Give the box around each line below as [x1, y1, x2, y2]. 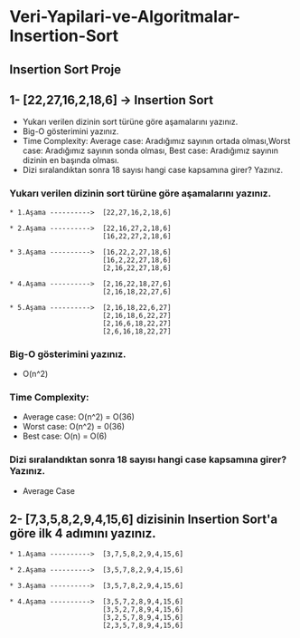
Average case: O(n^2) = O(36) [22, 411, 136, 422]
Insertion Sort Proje [9, 62, 122, 77]
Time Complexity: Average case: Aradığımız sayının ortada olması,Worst [22, 136, 291, 147]
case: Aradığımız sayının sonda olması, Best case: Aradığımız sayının [22, 145, 278, 156]
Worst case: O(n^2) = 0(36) [22, 421, 125, 432]
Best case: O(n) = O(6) [22, 430, 108, 441]
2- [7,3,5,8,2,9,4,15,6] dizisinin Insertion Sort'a [9, 511, 278, 527]
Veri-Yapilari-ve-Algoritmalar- [9, 6, 241, 27]
